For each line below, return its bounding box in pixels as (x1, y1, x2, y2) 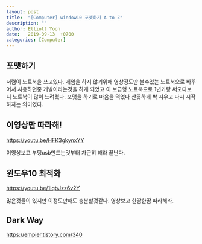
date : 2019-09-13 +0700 (6, 31, 74, 37)
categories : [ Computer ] (6, 37, 66, 43)
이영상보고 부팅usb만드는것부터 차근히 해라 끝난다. (6, 149, 125, 156)
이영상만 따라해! (6, 120, 62, 130)
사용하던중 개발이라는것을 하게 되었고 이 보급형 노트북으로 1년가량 (17, 85, 171, 92)
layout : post (6, 8, 39, 15)
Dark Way (6, 215, 44, 225)
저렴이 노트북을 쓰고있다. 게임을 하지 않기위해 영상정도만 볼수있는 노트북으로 (6, 78, 185, 85)
